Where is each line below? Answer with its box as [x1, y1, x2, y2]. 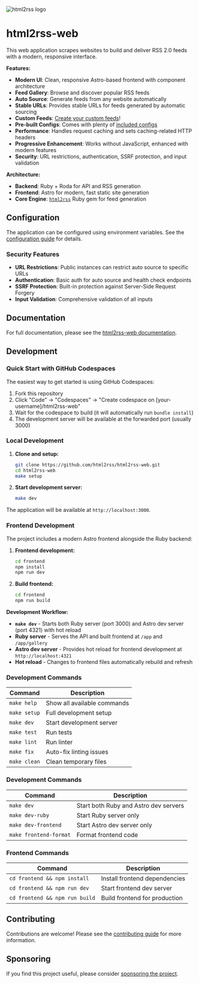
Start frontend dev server [101, 884, 173, 892]
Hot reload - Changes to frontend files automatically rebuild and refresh [14, 659, 193, 666]
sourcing [14, 108, 37, 115]
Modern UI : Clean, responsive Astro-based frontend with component [14, 76, 186, 84]
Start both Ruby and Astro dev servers [76, 801, 185, 809]
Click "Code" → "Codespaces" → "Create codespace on [14, 396, 155, 403]
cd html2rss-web [14, 467, 56, 473]
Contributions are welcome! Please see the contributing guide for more [6, 930, 182, 937]
